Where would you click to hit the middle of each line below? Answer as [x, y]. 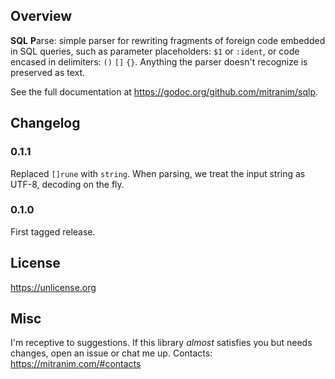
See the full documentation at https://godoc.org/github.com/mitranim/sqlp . [164, 91]
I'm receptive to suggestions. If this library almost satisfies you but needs [161, 343]
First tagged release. [53, 231]
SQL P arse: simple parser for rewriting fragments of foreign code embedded [168, 40]
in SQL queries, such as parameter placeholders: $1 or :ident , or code [155, 51]
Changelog [45, 123]
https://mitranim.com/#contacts [76, 364]
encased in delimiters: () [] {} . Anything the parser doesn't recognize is [159, 61]
